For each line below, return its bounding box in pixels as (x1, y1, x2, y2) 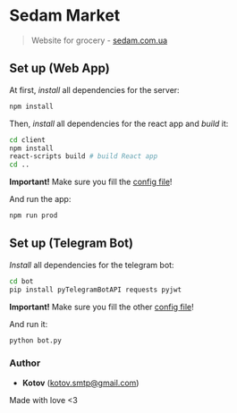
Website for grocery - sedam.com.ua (30, 35, 168, 46)
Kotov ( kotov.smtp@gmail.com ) (21, 377, 140, 388)
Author (9, 357, 41, 369)
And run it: (9, 318, 48, 329)
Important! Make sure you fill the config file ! (9, 176, 173, 188)
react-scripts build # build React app (9, 152, 158, 161)
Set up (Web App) (9, 61, 110, 76)
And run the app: (9, 194, 72, 205)
